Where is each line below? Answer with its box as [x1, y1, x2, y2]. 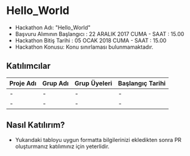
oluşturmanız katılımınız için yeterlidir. [15, 143, 110, 150]
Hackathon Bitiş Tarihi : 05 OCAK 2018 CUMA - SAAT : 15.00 [15, 37, 167, 44]
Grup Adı [42, 79, 69, 87]
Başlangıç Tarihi [118, 79, 166, 87]
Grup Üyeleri [74, 79, 113, 87]
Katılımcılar [6, 61, 51, 71]
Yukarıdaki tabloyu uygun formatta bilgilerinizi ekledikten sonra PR [15, 136, 181, 143]
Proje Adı [9, 79, 37, 87]
